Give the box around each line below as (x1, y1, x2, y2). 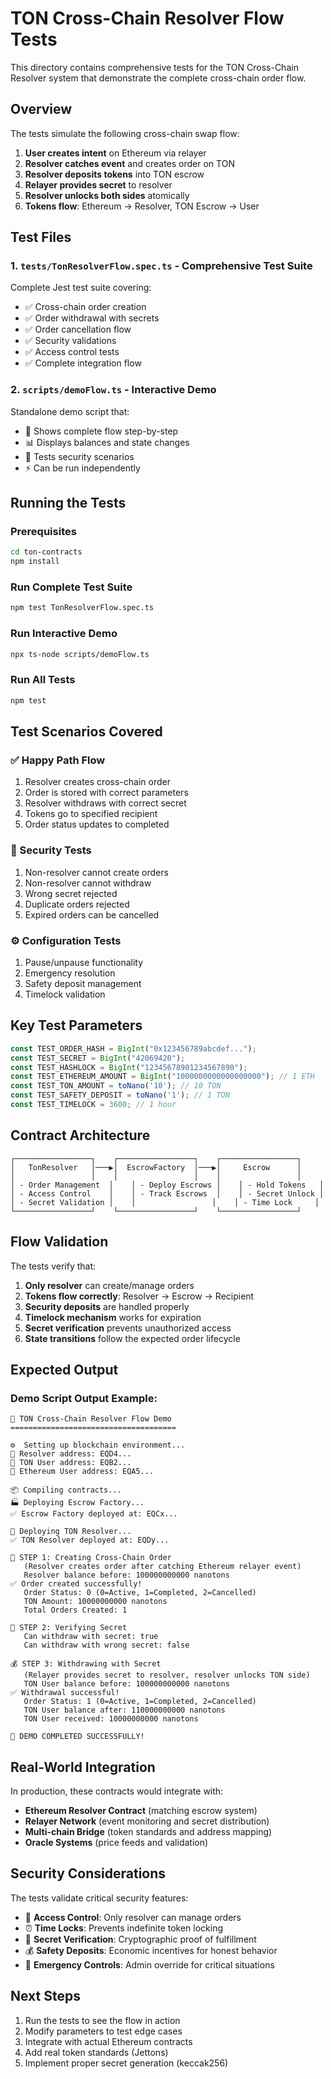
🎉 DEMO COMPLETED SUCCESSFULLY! (10, 1732, 145, 1742)
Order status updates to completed (24, 818, 170, 831)
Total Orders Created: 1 (23, 1605, 128, 1616)
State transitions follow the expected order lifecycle (24, 1332, 241, 1344)
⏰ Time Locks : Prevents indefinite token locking (24, 1922, 224, 1934)
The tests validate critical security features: (10, 1892, 189, 1904)
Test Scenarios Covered (10, 723, 163, 741)
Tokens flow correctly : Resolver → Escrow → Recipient (24, 1290, 255, 1302)
